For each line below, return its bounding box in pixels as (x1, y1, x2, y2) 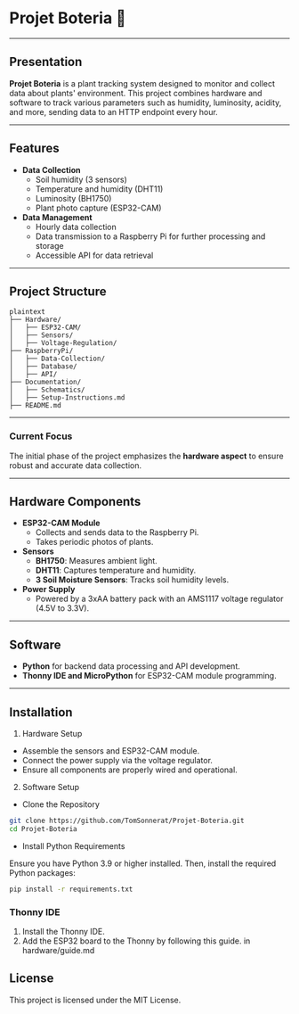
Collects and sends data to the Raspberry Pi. (35, 527, 199, 538)
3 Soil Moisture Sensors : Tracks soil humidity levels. (35, 574, 230, 585)
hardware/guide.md (21, 945, 95, 956)
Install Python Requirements (21, 840, 125, 851)
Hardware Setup (21, 729, 83, 739)
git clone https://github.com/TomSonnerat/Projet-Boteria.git (9, 816, 245, 826)
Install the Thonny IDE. (21, 927, 105, 937)
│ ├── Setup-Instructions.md (9, 393, 125, 402)
